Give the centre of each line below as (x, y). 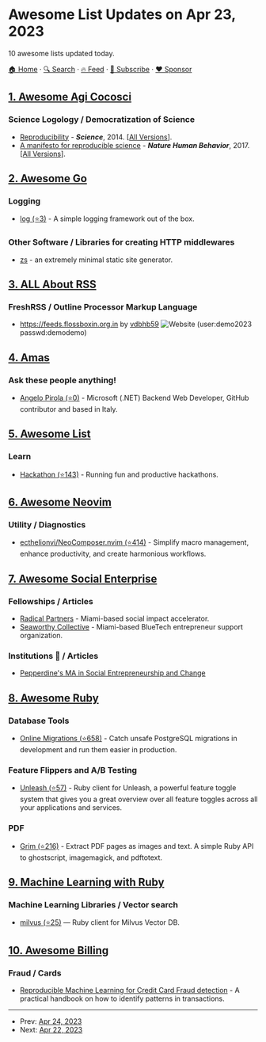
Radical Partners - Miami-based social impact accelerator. (114, 618)
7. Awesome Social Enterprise (83, 578)
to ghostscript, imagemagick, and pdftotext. (91, 858)
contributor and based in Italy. (68, 409)
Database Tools (39, 721)
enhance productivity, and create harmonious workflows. (113, 554)
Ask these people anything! (62, 380)
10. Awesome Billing (59, 951)
